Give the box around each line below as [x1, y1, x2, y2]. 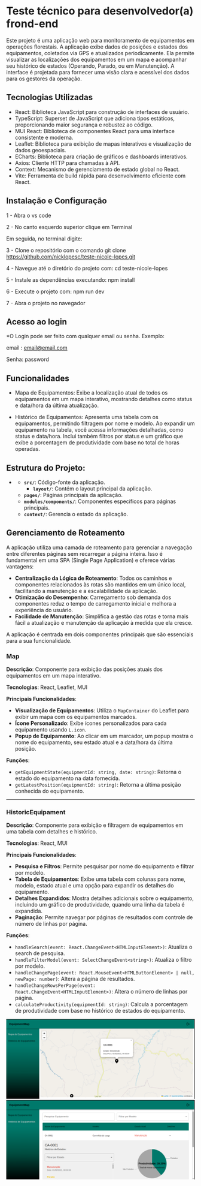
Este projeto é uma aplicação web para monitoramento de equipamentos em [6, 37, 194, 44]
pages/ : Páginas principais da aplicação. [23, 492, 123, 498]
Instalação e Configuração [6, 196, 107, 206]
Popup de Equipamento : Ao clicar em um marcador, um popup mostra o [14, 733, 194, 740]
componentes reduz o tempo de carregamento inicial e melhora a [14, 600, 176, 607]
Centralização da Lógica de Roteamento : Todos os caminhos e [14, 574, 172, 582]
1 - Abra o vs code [6, 212, 51, 219]
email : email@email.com [6, 344, 68, 351]
